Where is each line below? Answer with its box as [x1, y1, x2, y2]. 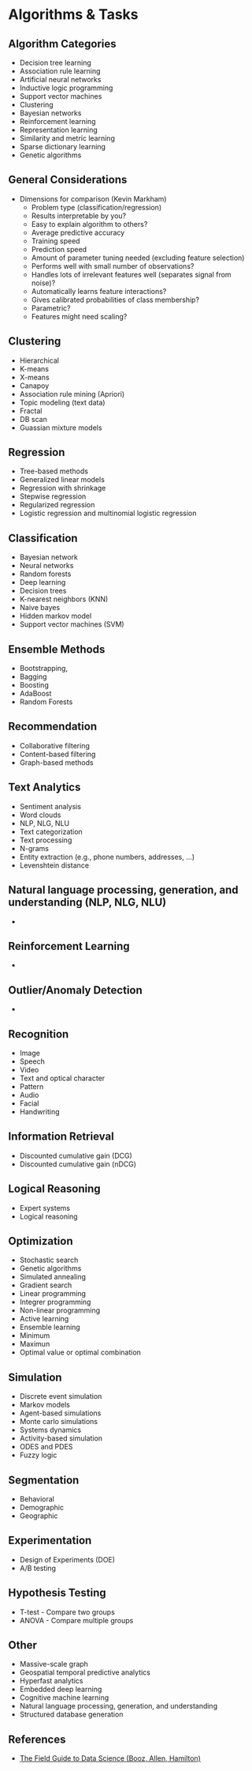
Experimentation [8, 1534, 92, 1547]
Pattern [19, 1081, 44, 1091]
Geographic [19, 1511, 58, 1520]
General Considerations [8, 173, 128, 187]
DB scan [19, 414, 47, 424]
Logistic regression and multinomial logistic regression [19, 508, 197, 518]
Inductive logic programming [19, 83, 113, 92]
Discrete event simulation [19, 1392, 102, 1401]
